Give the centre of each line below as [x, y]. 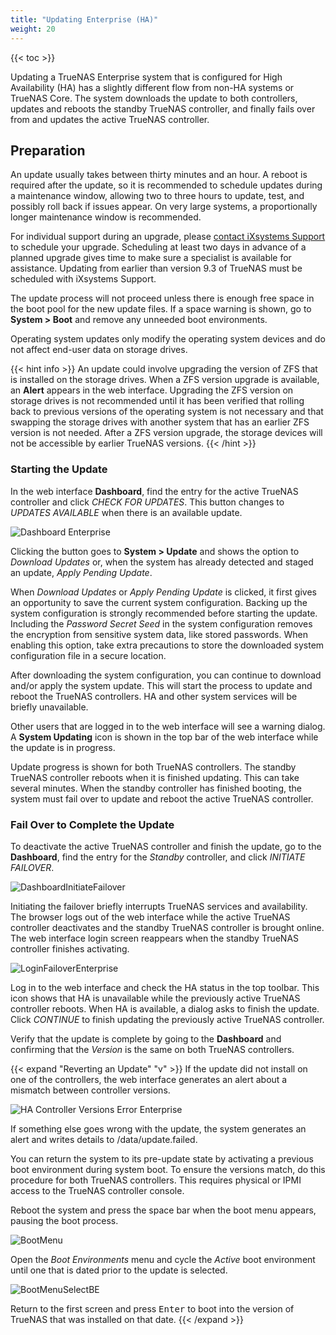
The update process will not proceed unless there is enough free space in [162, 298]
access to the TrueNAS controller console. [97, 1190]
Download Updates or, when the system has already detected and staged [162, 562]
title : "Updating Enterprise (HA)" [84, 19]
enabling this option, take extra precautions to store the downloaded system [167, 645]
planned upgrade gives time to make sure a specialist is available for [151, 258]
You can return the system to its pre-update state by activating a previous [162, 1158]
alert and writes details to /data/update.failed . [104, 1139]
